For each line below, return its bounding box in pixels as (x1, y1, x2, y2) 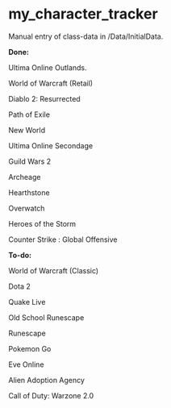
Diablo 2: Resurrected (8, 94, 81, 103)
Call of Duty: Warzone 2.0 (8, 390, 94, 400)
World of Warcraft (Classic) (8, 265, 99, 275)
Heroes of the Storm (8, 219, 77, 228)
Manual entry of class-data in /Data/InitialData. (8, 31, 164, 41)
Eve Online (8, 360, 44, 369)
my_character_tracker (8, 5, 159, 23)
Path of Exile (8, 110, 51, 119)
